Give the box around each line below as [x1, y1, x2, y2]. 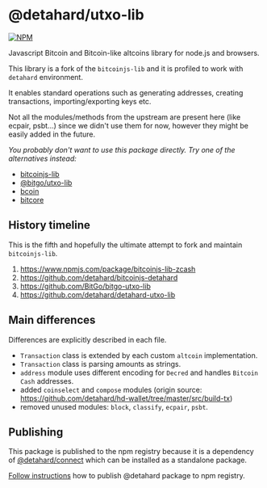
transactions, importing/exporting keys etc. [8, 96, 152, 106]
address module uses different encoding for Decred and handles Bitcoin [19, 368, 259, 377]
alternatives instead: [8, 154, 77, 163]
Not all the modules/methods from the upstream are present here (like [8, 111, 241, 122]
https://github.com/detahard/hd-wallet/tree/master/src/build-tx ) [19, 393, 233, 403]
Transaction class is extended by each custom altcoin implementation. [19, 350, 258, 360]
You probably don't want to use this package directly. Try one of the [8, 145, 236, 154]
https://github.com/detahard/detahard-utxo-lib [19, 289, 176, 300]
